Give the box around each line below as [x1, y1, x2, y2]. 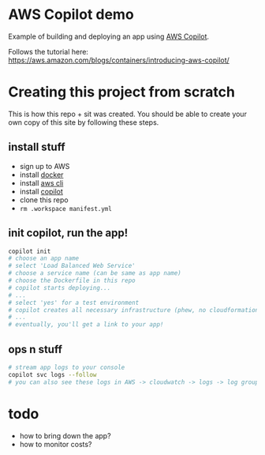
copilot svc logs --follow [8, 370, 97, 378]
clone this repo [19, 195, 69, 205]
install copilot [19, 186, 63, 196]
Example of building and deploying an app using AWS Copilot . [8, 32, 210, 41]
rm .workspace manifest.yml [19, 205, 112, 212]
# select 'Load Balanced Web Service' [8, 262, 136, 270]
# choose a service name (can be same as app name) [8, 269, 181, 277]
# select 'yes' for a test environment [8, 299, 140, 306]
